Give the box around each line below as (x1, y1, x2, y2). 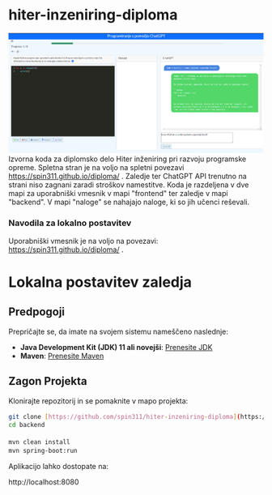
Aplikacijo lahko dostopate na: (8, 461, 109, 471)
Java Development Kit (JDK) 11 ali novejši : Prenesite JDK (19, 342, 213, 352)
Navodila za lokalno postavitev (8, 217, 132, 228)
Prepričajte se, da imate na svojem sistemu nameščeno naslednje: (8, 326, 229, 336)
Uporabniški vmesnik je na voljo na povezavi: (8, 236, 159, 245)
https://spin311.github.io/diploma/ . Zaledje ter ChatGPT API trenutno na (8, 172, 247, 181)
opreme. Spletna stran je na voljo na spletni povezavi (8, 163, 185, 173)
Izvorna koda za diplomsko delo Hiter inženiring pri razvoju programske (8, 154, 247, 164)
